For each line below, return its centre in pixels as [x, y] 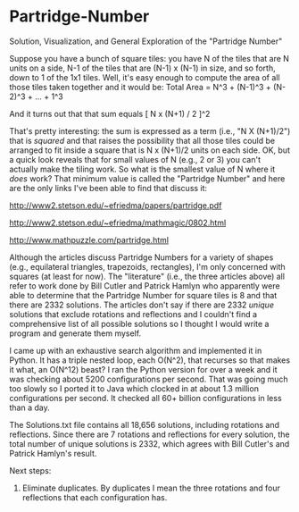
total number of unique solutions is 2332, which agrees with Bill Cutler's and [149, 443]
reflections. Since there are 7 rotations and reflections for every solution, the [149, 434]
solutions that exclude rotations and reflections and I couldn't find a [133, 314]
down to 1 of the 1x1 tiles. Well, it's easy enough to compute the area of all [145, 77]
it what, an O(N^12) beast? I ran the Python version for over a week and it [144, 369]
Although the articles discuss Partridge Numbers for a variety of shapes [141, 257]
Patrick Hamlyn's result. [53, 453]
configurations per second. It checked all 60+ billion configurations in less [146, 398]
